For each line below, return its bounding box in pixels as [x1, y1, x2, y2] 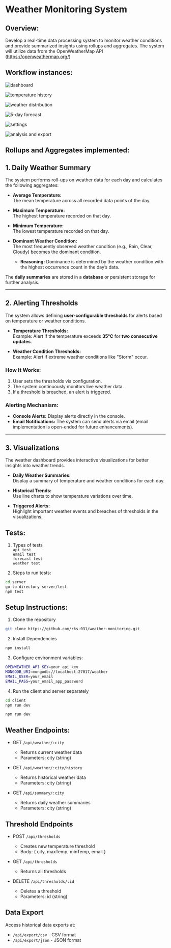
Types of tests [12, 542, 43, 548]
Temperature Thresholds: [12, 328, 68, 334]
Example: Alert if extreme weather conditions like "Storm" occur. [12, 354, 148, 360]
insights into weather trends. [5, 463, 65, 469]
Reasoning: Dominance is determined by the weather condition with [20, 259, 164, 265]
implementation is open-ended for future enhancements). [12, 424, 134, 430]
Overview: [5, 24, 39, 33]
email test [12, 552, 36, 557]
